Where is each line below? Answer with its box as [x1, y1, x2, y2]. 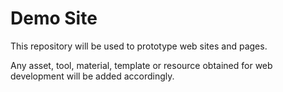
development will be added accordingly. [10, 70, 175, 82]
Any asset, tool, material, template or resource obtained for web [10, 59, 273, 71]
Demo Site [10, 7, 98, 30]
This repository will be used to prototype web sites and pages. [10, 40, 268, 52]
